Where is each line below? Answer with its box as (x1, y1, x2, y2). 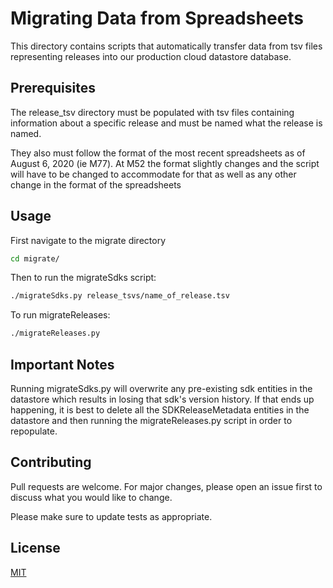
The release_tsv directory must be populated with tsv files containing (10, 106, 295, 118)
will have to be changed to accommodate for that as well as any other (10, 168, 297, 180)
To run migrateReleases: (10, 309, 111, 321)
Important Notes (10, 356, 115, 373)
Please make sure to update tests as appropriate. (10, 510, 213, 522)
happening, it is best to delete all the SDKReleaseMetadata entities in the (10, 404, 310, 416)
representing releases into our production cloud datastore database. (10, 50, 292, 62)
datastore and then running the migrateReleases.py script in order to (10, 415, 293, 426)
